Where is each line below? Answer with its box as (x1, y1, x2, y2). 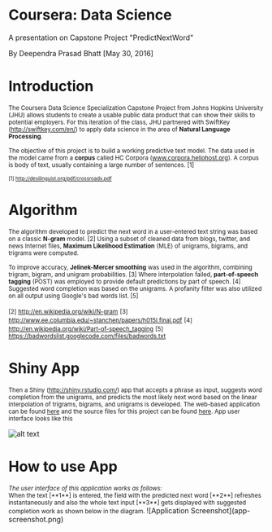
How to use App (8, 457, 118, 476)
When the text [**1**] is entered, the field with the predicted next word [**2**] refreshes (8, 491, 261, 499)
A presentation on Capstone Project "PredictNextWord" (8, 33, 194, 42)
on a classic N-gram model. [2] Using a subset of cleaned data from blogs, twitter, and (8, 235, 250, 243)
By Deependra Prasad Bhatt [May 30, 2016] (8, 48, 154, 58)
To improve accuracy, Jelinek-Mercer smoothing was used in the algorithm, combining (8, 263, 253, 271)
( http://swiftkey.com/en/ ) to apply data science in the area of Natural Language (8, 125, 231, 134)
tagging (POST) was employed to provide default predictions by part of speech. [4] (8, 277, 241, 286)
